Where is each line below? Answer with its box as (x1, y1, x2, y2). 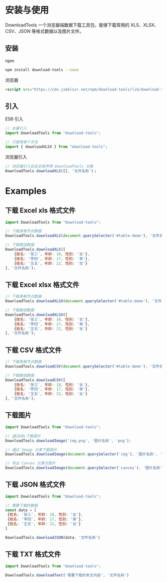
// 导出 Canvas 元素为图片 (5, 461, 56, 466)
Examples (5, 185, 47, 197)
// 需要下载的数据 (5, 503, 38, 508)
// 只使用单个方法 (5, 140, 38, 145)
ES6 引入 (5, 116, 24, 122)
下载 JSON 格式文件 (5, 480, 66, 489)
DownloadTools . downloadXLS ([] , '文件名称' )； (5, 168, 97, 173)
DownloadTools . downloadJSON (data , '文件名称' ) (5, 535, 100, 540)
